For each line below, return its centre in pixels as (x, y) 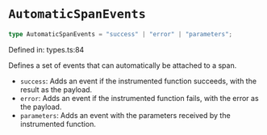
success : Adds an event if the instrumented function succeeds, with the (138, 81)
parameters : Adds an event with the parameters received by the (125, 115)
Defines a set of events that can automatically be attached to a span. (123, 65)
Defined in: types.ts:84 (46, 49)
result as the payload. (56, 89)
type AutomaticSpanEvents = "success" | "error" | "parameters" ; (120, 34)
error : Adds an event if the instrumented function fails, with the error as (140, 98)
